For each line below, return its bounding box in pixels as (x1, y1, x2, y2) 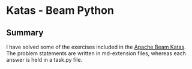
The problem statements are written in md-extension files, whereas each (6, 50, 186, 57)
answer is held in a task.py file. (6, 56, 83, 63)
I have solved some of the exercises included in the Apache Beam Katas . (6, 43, 186, 50)
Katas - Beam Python (6, 4, 114, 17)
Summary (6, 28, 44, 38)
